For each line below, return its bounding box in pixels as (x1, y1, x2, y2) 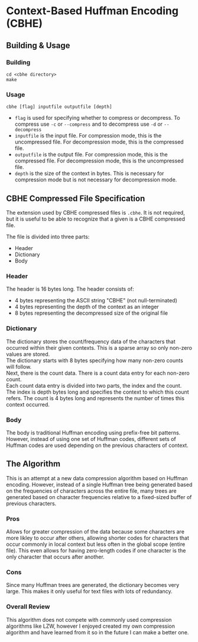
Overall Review (6, 603, 50, 611)
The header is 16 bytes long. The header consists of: (6, 286, 134, 293)
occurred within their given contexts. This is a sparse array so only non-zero (6, 344, 192, 351)
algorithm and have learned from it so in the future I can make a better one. (6, 628, 189, 635)
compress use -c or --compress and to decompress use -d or (14, 120, 163, 128)
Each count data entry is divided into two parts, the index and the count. (6, 382, 182, 389)
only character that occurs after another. (6, 553, 105, 560)
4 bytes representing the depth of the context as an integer (14, 304, 160, 311)
